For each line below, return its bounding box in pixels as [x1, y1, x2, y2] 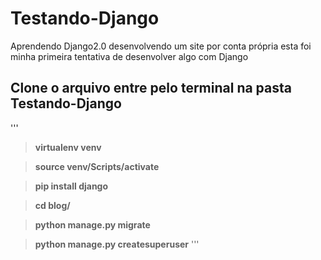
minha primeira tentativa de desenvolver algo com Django [10, 50, 249, 62]
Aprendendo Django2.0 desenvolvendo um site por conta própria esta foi [10, 40, 312, 52]
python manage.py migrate [34, 218, 151, 231]
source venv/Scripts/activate [34, 160, 160, 172]
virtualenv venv [34, 141, 102, 153]
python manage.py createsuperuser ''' [34, 238, 200, 250]
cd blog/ [34, 199, 71, 211]
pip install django [34, 180, 109, 192]
